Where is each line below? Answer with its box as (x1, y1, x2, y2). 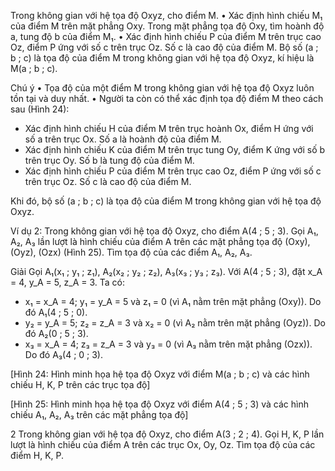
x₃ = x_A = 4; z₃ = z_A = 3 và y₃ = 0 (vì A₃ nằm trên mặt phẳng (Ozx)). (24, 338, 313, 350)
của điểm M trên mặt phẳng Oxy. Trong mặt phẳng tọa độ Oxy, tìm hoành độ (10, 20, 325, 32)
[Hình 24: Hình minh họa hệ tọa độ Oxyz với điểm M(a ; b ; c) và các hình (10, 368, 310, 380)
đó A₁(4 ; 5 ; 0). (24, 306, 88, 318)
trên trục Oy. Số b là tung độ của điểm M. (24, 155, 195, 166)
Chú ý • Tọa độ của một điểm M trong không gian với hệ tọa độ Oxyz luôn (10, 82, 315, 94)
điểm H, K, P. (10, 450, 65, 461)
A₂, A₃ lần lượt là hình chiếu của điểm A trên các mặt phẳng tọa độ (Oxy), (10, 236, 311, 247)
